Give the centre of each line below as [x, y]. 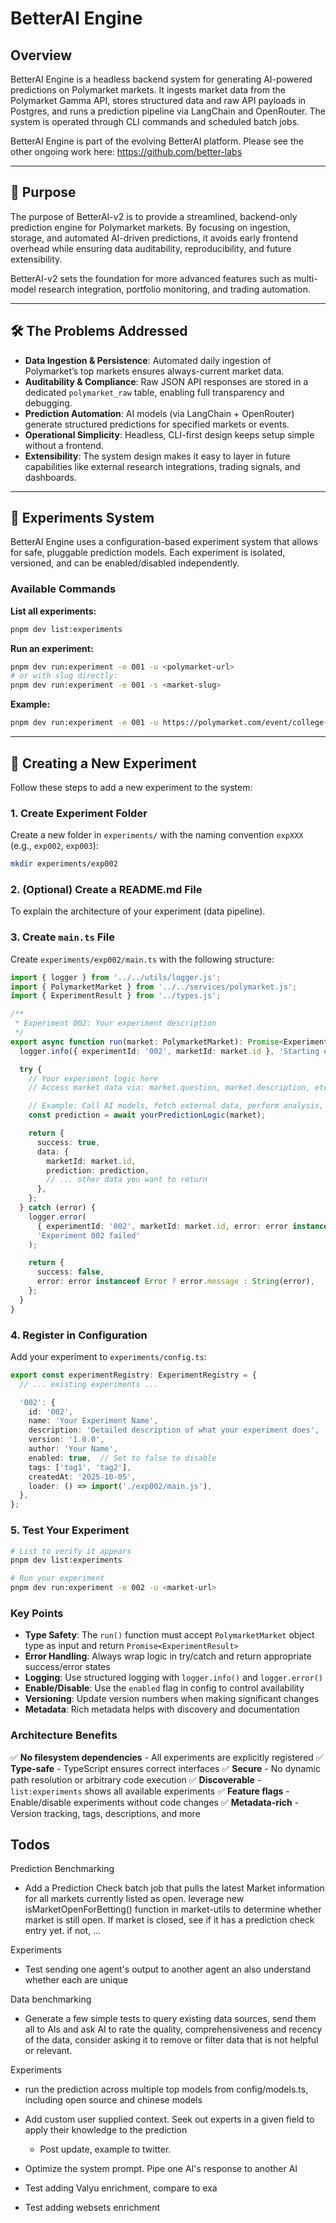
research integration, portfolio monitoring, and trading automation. [174, 289]
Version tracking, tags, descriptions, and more [105, 1813]
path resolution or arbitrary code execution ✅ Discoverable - [136, 1779]
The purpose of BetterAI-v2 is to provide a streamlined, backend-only [154, 216]
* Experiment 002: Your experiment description [115, 1023]
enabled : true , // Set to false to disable [122, 1458]
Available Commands [63, 589]
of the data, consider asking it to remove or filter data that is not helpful [171, 2040]
